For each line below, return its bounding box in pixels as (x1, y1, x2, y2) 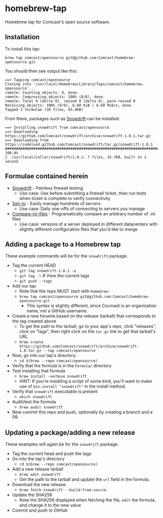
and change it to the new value (19, 502, 81, 508)
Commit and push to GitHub (12, 507, 68, 513)
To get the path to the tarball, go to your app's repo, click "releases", (19, 324, 157, 329)
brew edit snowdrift (19, 472, 61, 477)
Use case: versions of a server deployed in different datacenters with (19, 221, 158, 227)
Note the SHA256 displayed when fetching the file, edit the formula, (19, 497, 156, 503)
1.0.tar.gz (19, 348, 42, 353)
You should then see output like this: (5, 68, 78, 74)
